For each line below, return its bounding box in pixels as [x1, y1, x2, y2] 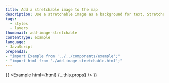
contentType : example [5, 35, 51, 40]
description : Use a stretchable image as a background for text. [5, 12, 145, 17]
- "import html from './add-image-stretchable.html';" [5, 58, 123, 63]
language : [5, 40, 26, 45]
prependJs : [5, 49, 28, 54]
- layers [10, 26, 28, 31]
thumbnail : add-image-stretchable [5, 30, 78, 35]
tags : [5, 16, 17, 21]
